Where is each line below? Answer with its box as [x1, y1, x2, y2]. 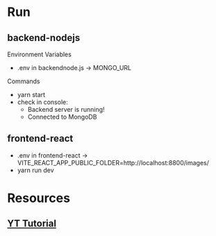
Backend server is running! [27, 106, 106, 113]
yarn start [17, 91, 46, 99]
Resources [7, 190, 71, 205]
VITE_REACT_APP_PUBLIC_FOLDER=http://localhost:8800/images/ [17, 158, 210, 167]
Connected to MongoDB [27, 112, 97, 121]
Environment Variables [7, 50, 72, 58]
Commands [7, 77, 40, 85]
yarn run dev [17, 166, 54, 174]
